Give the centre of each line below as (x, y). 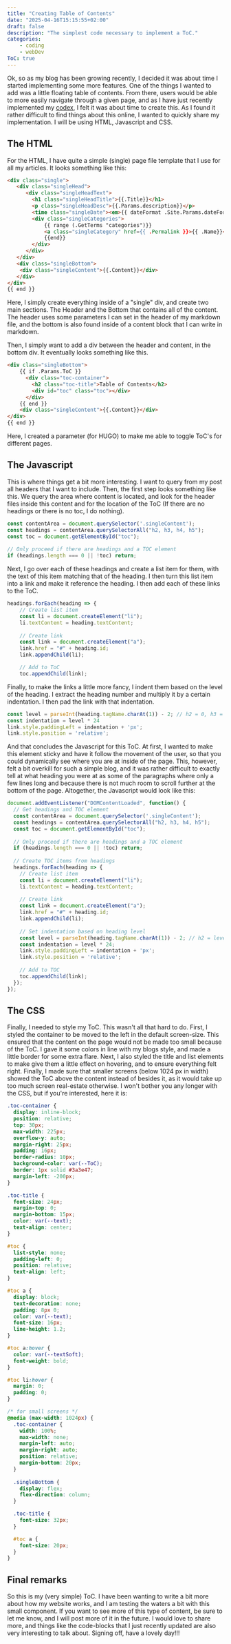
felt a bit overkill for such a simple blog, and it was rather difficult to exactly (113, 769)
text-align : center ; (43, 1228)
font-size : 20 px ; (44, 1545)
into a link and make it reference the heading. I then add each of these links (114, 584)
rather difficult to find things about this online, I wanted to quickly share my (113, 115)
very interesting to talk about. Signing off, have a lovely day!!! (93, 1633)
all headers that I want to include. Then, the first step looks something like (112, 489)
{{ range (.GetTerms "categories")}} (98, 225)
